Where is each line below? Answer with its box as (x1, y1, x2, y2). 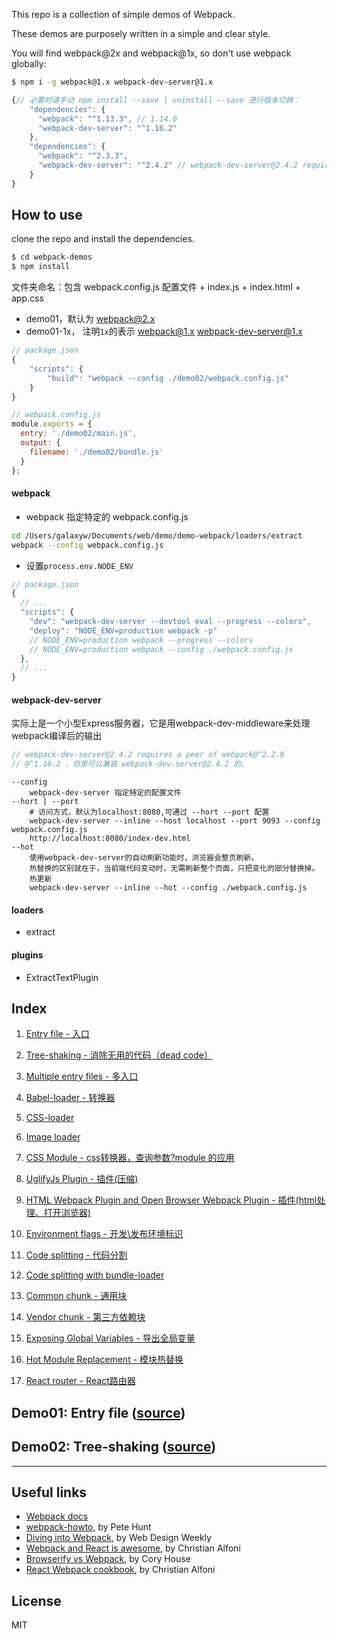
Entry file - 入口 (25, 1028, 90, 1040)
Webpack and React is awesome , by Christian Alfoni (25, 1542, 241, 1554)
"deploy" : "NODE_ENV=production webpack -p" (29, 625, 218, 636)
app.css (11, 292, 44, 304)
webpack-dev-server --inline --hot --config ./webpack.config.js (29, 883, 308, 893)
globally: (11, 58, 47, 69)
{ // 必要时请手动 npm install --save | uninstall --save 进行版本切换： (11, 95, 301, 105)
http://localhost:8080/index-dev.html (29, 834, 191, 844)
